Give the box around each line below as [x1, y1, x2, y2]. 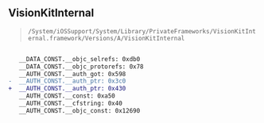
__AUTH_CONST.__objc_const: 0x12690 [18, 106, 141, 114]
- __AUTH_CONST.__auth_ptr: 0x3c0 [8, 77, 126, 86]
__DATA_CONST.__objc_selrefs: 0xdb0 [18, 55, 141, 63]
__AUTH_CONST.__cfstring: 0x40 [18, 99, 123, 108]
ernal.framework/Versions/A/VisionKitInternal [27, 34, 185, 42]
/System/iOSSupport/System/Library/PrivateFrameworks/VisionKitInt [27, 27, 256, 35]
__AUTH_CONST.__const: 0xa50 [18, 92, 115, 100]
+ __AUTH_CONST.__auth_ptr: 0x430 [8, 85, 126, 93]
